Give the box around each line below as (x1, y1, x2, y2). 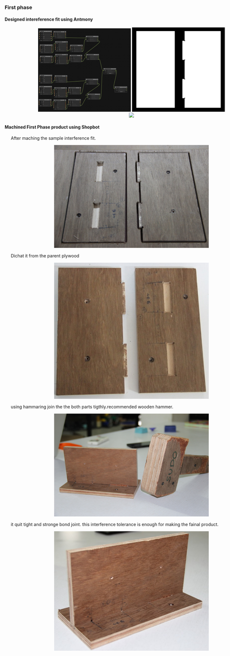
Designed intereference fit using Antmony (4, 16, 93, 22)
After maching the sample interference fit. (11, 135, 96, 141)
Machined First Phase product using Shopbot (4, 124, 100, 130)
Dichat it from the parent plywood (11, 253, 80, 259)
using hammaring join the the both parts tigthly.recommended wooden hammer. (11, 404, 174, 410)
